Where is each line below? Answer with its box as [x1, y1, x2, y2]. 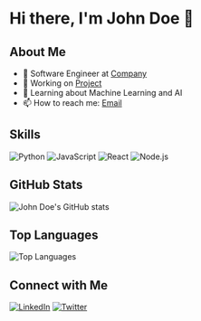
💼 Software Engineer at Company [22, 68, 148, 79]
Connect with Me [9, 278, 109, 293]
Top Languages [9, 228, 99, 243]
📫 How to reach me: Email [22, 98, 122, 108]
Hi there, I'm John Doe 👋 [9, 8, 195, 29]
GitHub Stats [9, 177, 83, 193]
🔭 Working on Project [22, 78, 102, 89]
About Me [9, 44, 66, 60]
